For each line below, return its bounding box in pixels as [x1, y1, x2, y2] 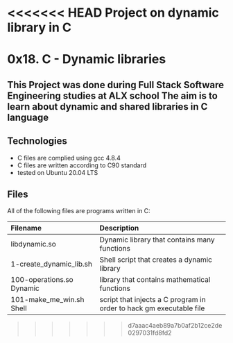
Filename [10, 224, 42, 233]
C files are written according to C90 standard [17, 161, 147, 169]
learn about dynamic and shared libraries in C [7, 101, 208, 112]
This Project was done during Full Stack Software [7, 78, 224, 91]
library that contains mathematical [99, 275, 211, 285]
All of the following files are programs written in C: [7, 207, 150, 215]
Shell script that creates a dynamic [99, 255, 213, 265]
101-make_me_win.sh [10, 295, 85, 305]
